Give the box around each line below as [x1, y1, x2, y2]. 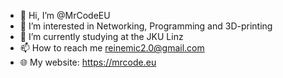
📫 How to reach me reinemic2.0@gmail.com [19, 42, 205, 54]
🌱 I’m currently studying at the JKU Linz [19, 31, 184, 42]
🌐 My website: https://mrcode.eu [19, 56, 157, 68]
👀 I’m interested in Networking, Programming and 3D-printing [19, 20, 273, 32]
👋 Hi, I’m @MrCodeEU [19, 10, 111, 21]
